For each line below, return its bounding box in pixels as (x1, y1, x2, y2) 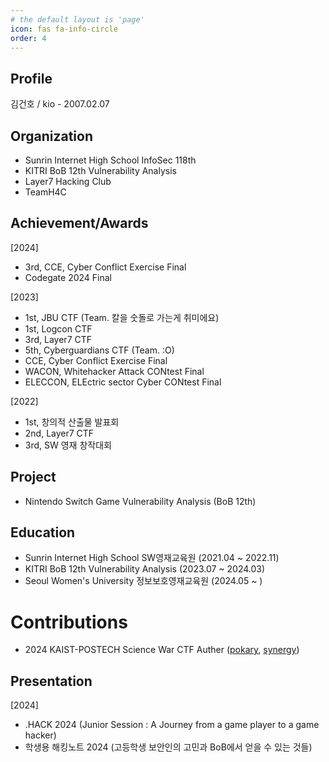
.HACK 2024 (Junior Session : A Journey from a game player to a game (24, 719, 320, 731)
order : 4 (10, 33, 47, 43)
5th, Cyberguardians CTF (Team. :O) (24, 344, 175, 356)
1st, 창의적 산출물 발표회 (24, 416, 120, 428)
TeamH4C (24, 186, 67, 198)
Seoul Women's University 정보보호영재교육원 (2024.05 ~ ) (24, 575, 263, 587)
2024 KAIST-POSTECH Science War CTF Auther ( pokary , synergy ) (24, 644, 300, 656)
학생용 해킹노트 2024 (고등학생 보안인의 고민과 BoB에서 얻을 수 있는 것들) (24, 741, 313, 753)
